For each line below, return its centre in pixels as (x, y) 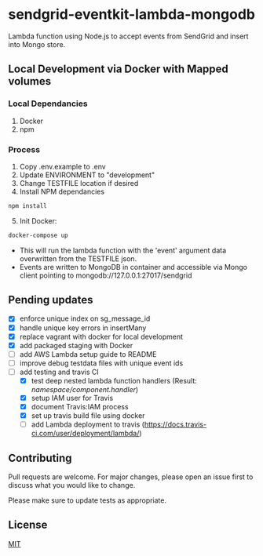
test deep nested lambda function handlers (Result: (114, 380)
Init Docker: (38, 220)
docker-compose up (38, 235)
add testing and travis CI (59, 372)
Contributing (40, 458)
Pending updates (51, 300)
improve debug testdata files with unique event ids (101, 363)
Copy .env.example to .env (62, 166)
